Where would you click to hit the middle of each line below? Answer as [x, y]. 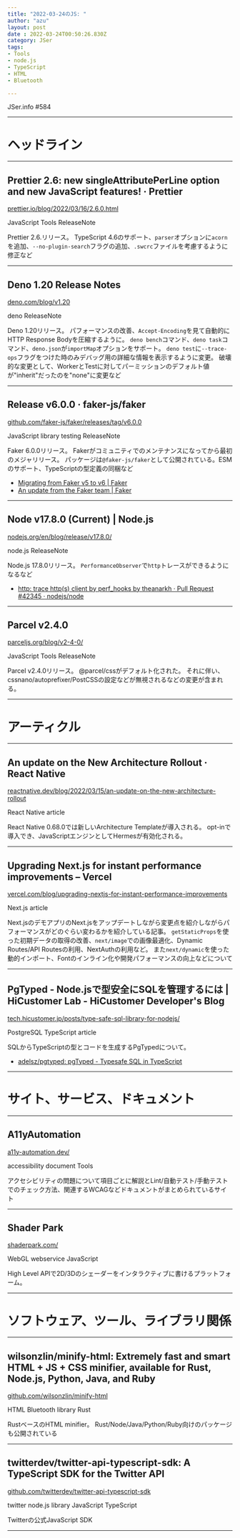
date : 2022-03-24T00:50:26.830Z [57, 34]
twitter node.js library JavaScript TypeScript [72, 1505]
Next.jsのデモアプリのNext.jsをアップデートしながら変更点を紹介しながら [115, 922]
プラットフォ [212, 1274]
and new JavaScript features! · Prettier [95, 191]
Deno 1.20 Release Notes [64, 285]
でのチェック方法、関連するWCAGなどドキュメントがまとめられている [111, 1189]
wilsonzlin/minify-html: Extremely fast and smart [119, 1356]
